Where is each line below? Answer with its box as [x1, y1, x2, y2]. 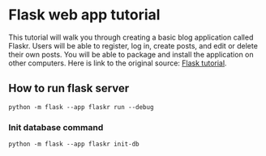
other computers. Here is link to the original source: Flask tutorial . [8, 58, 227, 68]
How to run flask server [8, 82, 130, 95]
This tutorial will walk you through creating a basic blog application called [8, 32, 254, 42]
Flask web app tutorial [8, 6, 161, 24]
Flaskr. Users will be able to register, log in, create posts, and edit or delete [8, 40, 258, 50]
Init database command [8, 121, 104, 133]
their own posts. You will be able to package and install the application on [8, 49, 254, 59]
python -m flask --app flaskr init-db [8, 140, 139, 149]
